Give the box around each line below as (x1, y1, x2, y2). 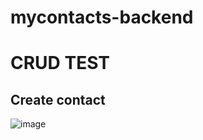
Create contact (10, 91, 106, 108)
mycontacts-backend (10, 6, 194, 29)
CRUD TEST (10, 52, 110, 75)
